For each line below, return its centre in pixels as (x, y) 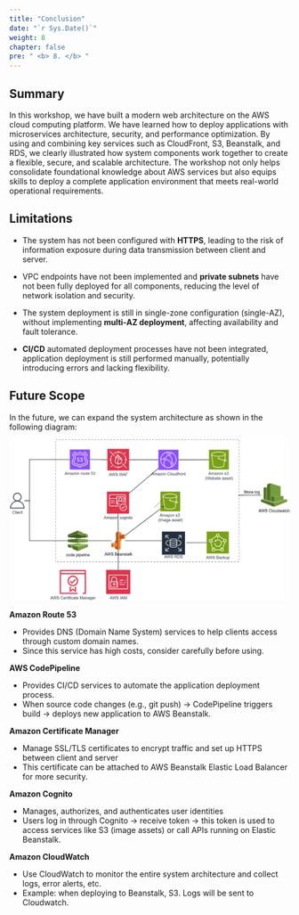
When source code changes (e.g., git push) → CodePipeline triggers (147, 705)
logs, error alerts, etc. (62, 884)
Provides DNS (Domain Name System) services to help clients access (149, 632)
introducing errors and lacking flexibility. (96, 368)
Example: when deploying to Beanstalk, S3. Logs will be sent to (138, 893)
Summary (37, 94)
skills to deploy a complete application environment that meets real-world (144, 181)
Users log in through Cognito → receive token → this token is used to (148, 821)
